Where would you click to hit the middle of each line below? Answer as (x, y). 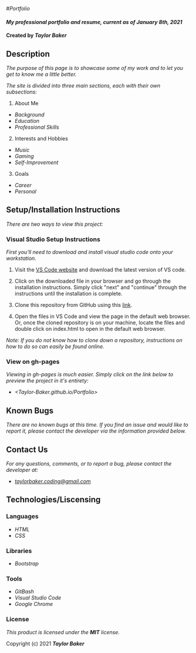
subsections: (21, 92)
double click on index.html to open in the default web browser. (90, 329)
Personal (26, 191)
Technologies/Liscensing (53, 500)
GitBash (24, 592)
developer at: (22, 470)
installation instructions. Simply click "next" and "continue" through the (100, 287)
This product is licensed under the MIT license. (63, 632)
